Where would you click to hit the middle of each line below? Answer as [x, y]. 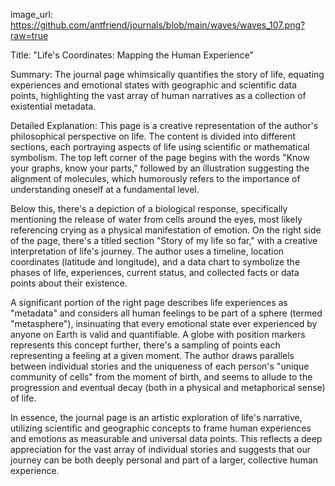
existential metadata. [53, 106]
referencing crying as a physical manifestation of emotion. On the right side [166, 230]
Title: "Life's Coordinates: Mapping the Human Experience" [132, 55]
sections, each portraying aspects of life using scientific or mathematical [160, 147]
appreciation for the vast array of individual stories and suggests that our [160, 449]
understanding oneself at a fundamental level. [105, 189]
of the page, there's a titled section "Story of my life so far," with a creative [164, 240]
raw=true [29, 35]
